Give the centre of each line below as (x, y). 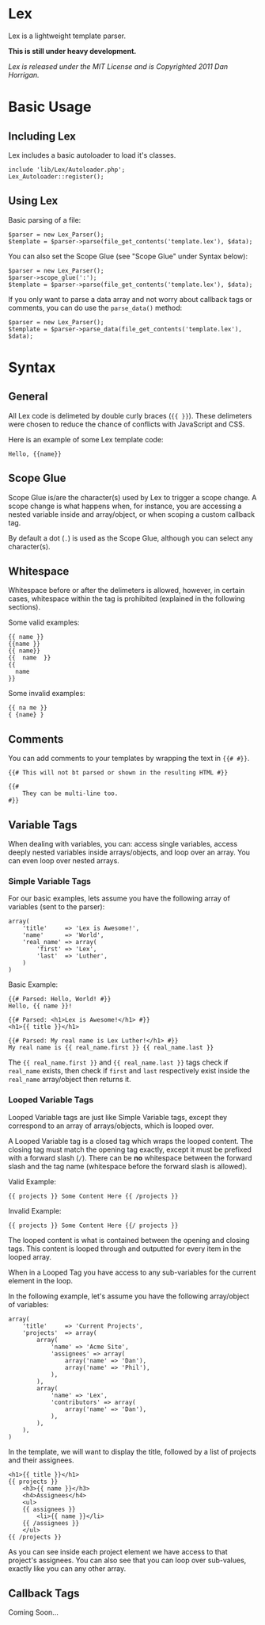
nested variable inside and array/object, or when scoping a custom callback (132, 514)
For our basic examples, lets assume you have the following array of (119, 899)
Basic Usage (50, 107)
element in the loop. (41, 1280)
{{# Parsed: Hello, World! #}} (60, 1000)
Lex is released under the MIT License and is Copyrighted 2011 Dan (118, 66)
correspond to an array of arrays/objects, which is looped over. (111, 1126)
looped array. (30, 1256)
